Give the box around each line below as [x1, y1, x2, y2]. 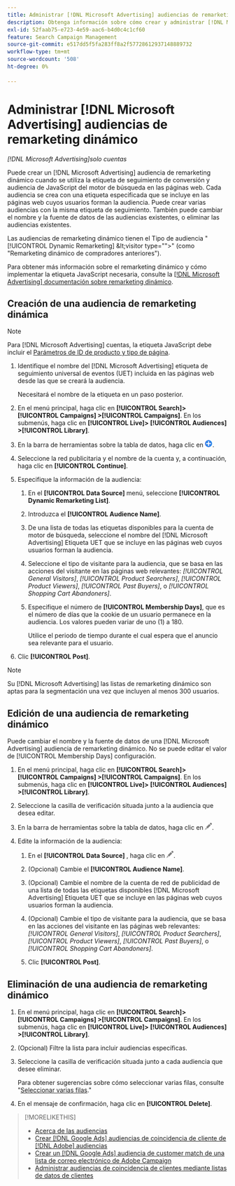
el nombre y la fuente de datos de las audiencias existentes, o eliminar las [7, 213, 220, 221]
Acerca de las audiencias [34, 1126, 108, 1135]
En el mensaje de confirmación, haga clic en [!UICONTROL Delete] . [17, 1100, 213, 1107]
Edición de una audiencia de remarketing [7, 707, 190, 719]
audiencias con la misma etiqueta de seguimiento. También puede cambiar [7, 205, 223, 214]
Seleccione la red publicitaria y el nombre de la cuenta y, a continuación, [17, 454, 227, 463]
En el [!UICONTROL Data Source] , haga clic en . [27, 851, 176, 860]
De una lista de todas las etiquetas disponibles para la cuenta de [27, 523, 214, 532]
